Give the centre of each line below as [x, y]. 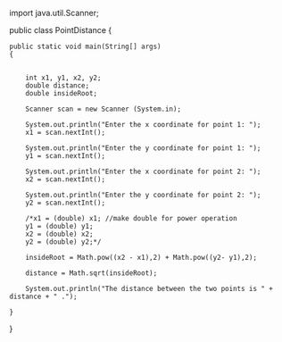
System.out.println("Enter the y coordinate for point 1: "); [143, 148]
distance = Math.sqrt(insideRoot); [91, 273]
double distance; [58, 86]
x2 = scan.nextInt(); [65, 179]
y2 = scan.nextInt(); [65, 203]
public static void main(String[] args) [86, 46]
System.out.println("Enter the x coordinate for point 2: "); [143, 171]
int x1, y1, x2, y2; [63, 78]
